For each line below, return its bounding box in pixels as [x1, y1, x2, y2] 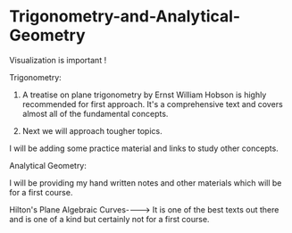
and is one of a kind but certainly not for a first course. [9, 213, 210, 224]
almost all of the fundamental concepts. [21, 108, 169, 119]
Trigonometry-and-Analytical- [9, 6, 241, 27]
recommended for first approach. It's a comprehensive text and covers [21, 98, 283, 109]
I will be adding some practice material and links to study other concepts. [9, 143, 279, 154]
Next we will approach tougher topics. [21, 125, 163, 136]
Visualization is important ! [9, 54, 107, 65]
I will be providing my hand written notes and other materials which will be [9, 177, 282, 188]
